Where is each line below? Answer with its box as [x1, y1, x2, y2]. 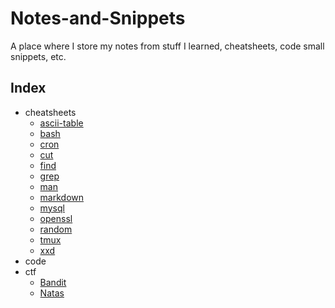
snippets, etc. [10, 50, 67, 62]
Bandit [39, 276, 67, 288]
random [39, 223, 73, 235]
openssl [39, 212, 73, 224]
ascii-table [39, 117, 84, 129]
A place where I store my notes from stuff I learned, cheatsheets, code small [10, 40, 325, 52]
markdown [39, 191, 85, 203]
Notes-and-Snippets [10, 7, 186, 30]
